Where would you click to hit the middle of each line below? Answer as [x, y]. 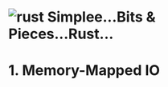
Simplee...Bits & [101, 17]
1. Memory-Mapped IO [84, 71]
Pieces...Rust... [61, 34]
